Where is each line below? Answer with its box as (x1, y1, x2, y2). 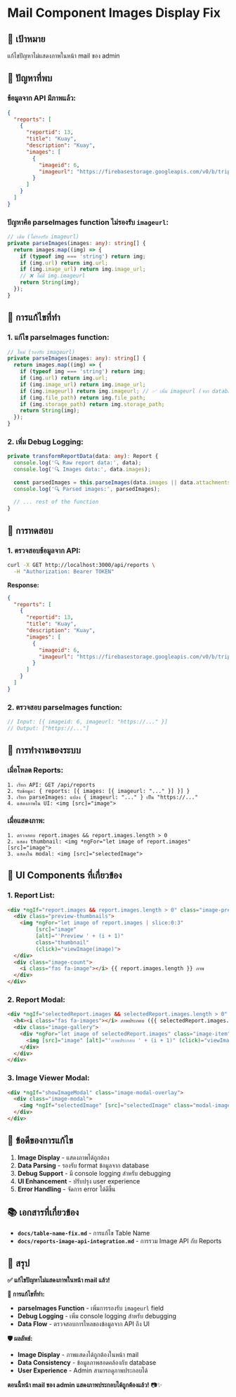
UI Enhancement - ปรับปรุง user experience (17, 1176, 140, 1185)
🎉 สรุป (7, 1257, 30, 1269)
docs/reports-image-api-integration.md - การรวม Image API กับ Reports (17, 1236, 222, 1245)
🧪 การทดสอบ (7, 525, 53, 537)
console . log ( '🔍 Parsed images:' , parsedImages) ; (13, 485, 161, 492)
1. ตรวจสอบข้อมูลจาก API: (7, 546, 81, 556)
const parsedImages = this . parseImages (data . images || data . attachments (13, 479, 231, 486)
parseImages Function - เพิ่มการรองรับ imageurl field (17, 1304, 164, 1313)
